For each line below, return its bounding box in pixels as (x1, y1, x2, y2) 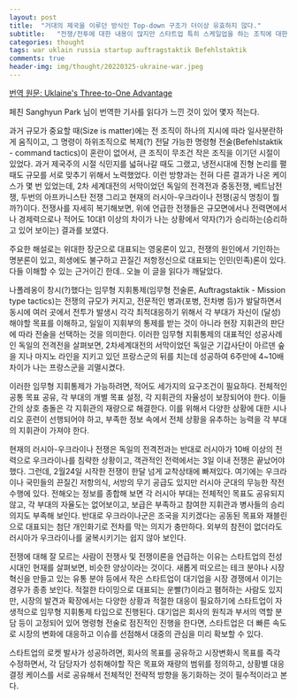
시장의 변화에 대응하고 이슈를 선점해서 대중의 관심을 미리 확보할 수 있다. (18, 628, 263, 639)
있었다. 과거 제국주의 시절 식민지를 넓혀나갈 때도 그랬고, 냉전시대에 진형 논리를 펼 (9, 158, 287, 169)
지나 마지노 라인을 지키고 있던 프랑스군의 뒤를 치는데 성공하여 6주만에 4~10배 (18, 350, 285, 361)
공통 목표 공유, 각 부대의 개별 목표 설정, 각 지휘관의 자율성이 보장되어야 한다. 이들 (9, 391, 287, 403)
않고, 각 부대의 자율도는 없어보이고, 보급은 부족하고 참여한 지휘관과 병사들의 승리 (9, 499, 286, 510)
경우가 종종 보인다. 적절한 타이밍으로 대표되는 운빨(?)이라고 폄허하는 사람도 (9, 584, 267, 595)
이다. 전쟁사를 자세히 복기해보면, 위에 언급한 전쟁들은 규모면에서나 (23, 203, 250, 213)
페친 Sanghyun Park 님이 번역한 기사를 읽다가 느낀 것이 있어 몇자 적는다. (9, 106, 260, 117)
